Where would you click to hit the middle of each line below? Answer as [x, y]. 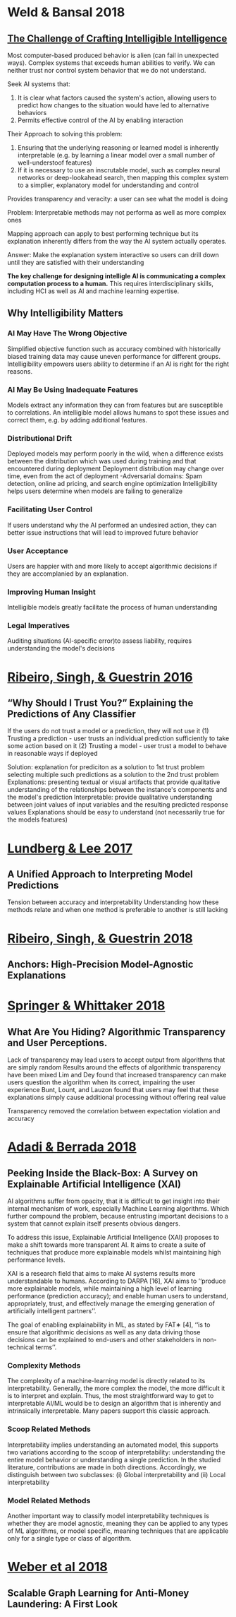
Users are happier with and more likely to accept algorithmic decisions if [112, 566]
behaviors [32, 113]
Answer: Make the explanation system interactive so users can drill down [113, 255]
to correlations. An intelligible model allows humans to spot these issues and [118, 412]
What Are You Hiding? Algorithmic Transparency [117, 1032]
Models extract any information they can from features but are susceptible [115, 405]
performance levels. [36, 1260]
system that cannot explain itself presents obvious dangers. [94, 1224]
